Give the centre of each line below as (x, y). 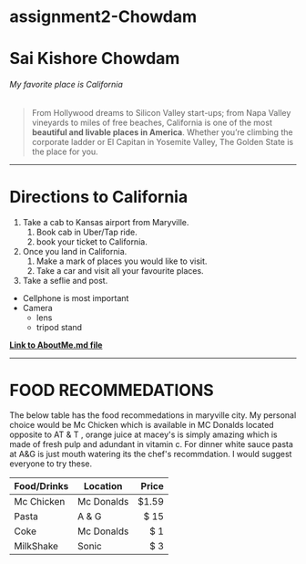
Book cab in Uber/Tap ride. (87, 232)
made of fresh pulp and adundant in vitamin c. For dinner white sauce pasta (152, 444)
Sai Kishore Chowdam (95, 59)
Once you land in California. (75, 251)
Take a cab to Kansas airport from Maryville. (106, 222)
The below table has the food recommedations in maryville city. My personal (153, 415)
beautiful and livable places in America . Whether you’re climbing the (162, 132)
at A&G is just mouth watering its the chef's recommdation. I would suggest (151, 454)
